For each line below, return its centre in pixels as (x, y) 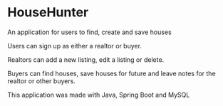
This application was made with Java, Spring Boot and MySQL (99, 95)
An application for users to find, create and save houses (90, 32)
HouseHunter (48, 12)
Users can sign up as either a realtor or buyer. (75, 46)
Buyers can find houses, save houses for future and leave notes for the (111, 73)
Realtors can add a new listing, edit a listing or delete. (86, 59)
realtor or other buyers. (42, 81)
